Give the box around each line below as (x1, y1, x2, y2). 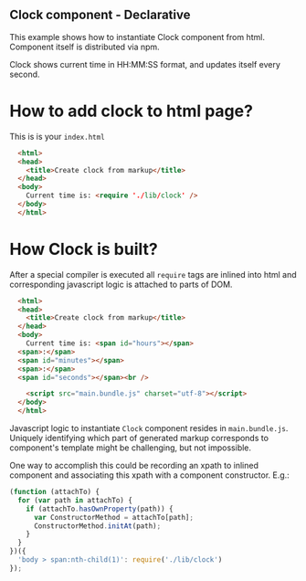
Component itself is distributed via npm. (9, 41, 160, 52)
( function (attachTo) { (9, 488, 100, 497)
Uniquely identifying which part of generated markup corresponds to (9, 433, 269, 444)
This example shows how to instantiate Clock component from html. (9, 31, 265, 42)
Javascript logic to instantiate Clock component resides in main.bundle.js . (9, 423, 289, 434)
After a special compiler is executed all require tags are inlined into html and (9, 269, 297, 280)
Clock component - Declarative (9, 7, 191, 23)
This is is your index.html (9, 131, 105, 142)
